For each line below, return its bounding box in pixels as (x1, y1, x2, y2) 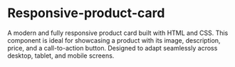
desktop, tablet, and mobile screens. (7, 51, 115, 60)
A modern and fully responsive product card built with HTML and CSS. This (7, 29, 229, 37)
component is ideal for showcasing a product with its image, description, (7, 36, 221, 44)
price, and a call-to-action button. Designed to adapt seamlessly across (7, 43, 218, 52)
